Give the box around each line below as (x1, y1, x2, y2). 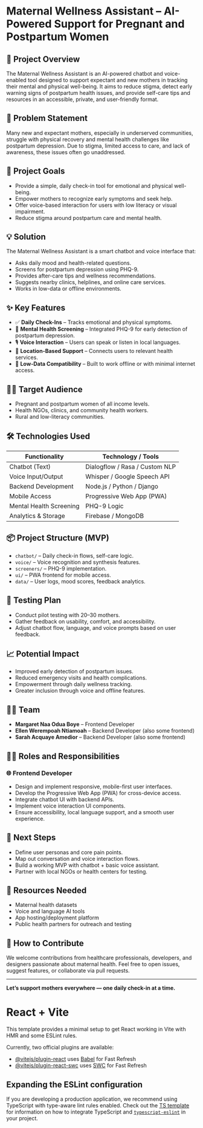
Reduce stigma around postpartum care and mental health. (14, 214, 162, 221)
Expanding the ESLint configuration (6, 1079, 143, 1089)
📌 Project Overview (6, 54, 80, 64)
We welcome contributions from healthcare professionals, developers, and (6, 954, 192, 962)
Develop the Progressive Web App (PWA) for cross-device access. (14, 789, 181, 796)
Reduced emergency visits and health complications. (14, 674, 147, 681)
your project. (6, 1115, 38, 1122)
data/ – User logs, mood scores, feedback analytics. (14, 577, 146, 585)
